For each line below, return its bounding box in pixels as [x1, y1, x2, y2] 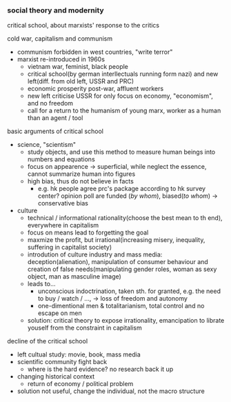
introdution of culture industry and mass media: [27, 250, 163, 259]
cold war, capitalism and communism [7, 34, 112, 43]
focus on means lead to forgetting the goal [27, 228, 149, 237]
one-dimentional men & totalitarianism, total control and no [37, 302, 205, 310]
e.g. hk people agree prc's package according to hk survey [37, 185, 205, 193]
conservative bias [37, 199, 88, 208]
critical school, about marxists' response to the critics [7, 21, 160, 30]
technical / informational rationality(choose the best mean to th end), [27, 214, 223, 222]
